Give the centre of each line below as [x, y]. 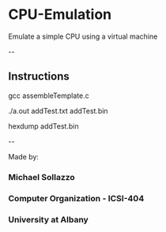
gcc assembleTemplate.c [49, 95]
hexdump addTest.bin [43, 126]
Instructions [39, 77]
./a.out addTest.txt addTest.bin [58, 110]
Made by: [24, 156]
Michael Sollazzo [41, 177]
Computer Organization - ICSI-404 [76, 198]
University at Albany [48, 219]
